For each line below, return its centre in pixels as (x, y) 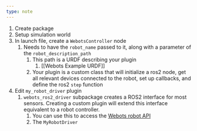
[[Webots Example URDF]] (73, 66)
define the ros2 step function (68, 84)
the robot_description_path (57, 53)
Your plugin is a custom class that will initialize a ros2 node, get (109, 72)
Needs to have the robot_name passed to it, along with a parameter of (107, 47)
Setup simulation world (42, 34)
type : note (19, 11)
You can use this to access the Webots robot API (91, 116)
